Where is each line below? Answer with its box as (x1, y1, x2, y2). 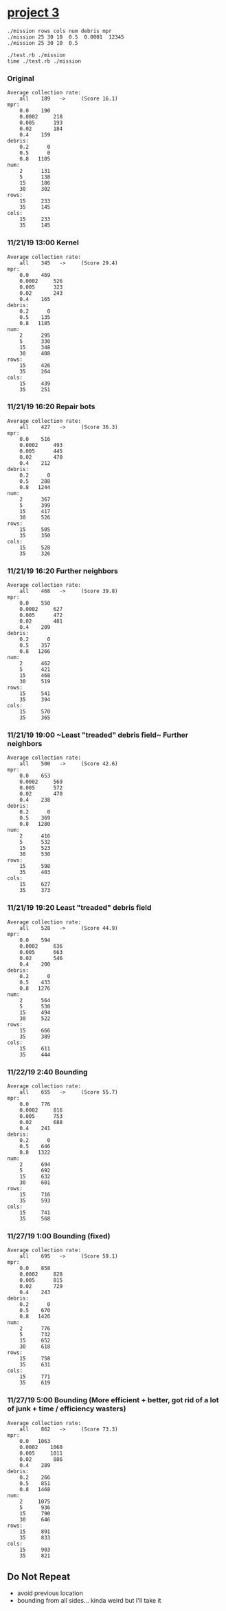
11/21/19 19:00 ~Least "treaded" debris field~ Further (7, 730, 189, 740)
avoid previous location (16, 1589, 84, 1597)
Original (7, 74, 34, 83)
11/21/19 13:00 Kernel (7, 238, 79, 247)
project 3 (7, 5, 60, 21)
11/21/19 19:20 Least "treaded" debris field (7, 903, 152, 913)
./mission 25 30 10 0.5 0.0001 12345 (7, 33, 125, 41)
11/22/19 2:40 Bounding (7, 1067, 88, 1077)
